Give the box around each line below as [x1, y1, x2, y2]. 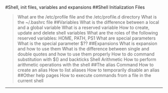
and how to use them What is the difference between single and [17, 46, 149, 51]
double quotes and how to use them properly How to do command [17, 51, 155, 57]
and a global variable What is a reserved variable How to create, [17, 24, 150, 30]
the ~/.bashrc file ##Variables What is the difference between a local [17, 19, 159, 25]
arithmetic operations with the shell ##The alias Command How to [17, 62, 154, 67]
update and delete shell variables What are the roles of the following [17, 30, 158, 35]
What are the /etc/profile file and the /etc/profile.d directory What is [17, 14, 157, 19]
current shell [17, 77, 44, 83]
